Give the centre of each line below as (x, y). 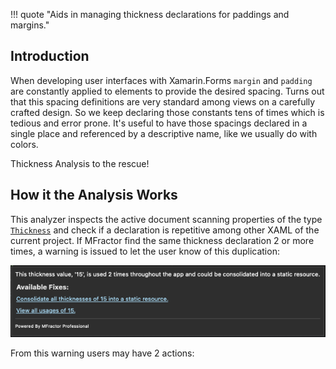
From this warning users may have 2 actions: (102, 353)
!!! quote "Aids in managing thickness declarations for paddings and (150, 14)
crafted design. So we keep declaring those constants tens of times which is (167, 112)
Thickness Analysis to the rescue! (80, 163)
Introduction (50, 56)
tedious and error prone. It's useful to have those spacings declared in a (159, 123)
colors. (24, 144)
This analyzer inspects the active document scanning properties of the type (166, 219)
